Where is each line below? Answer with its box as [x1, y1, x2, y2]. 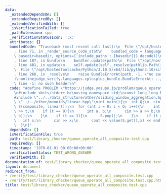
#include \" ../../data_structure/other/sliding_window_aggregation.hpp [14, 95, 165, 100]
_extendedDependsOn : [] [9, 12, 58, 17]
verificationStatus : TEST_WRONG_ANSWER [9, 150, 92, 155]
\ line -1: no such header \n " [14, 81, 77, 86]
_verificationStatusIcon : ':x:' [9, 35, 77, 40]
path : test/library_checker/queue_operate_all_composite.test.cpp [9, 136, 149, 141]
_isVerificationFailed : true [9, 26, 70, 31]
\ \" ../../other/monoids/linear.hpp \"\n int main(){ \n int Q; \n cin [14, 100, 161, 105]
